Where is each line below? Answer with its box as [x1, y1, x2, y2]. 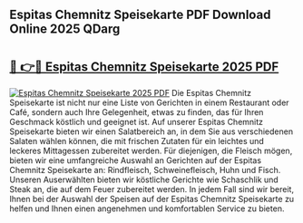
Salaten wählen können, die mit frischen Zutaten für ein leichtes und [9, 136, 265, 146]
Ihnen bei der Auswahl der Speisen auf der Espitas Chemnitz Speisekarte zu [9, 194, 295, 204]
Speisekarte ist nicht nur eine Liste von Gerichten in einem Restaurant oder [9, 97, 289, 108]
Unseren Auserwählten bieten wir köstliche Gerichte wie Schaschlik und [9, 174, 279, 185]
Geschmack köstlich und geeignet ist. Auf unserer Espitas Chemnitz [9, 117, 264, 127]
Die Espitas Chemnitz [171, 88, 252, 98]
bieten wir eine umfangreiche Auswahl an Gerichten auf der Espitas [9, 155, 261, 166]
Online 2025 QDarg [9, 22, 121, 37]
